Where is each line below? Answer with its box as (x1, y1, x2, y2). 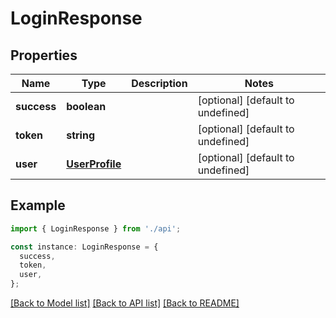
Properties (10, 47, 78, 64)
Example (10, 197, 66, 214)
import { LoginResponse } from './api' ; (10, 223, 182, 234)
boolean (66, 100, 107, 113)
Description (131, 77, 188, 90)
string (66, 128, 96, 142)
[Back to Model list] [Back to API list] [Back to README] (10, 297, 240, 309)
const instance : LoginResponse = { (10, 242, 159, 252)
